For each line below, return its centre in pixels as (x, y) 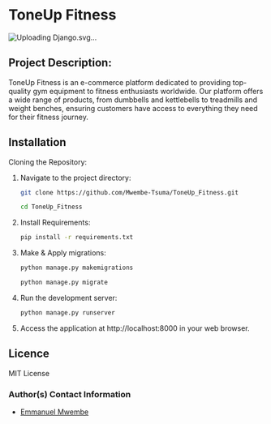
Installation (37, 142)
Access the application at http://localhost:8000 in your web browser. (135, 328)
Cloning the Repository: (48, 162)
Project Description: (60, 63)
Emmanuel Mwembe (54, 412)
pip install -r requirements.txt (77, 238)
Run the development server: (69, 298)
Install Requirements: (55, 223)
